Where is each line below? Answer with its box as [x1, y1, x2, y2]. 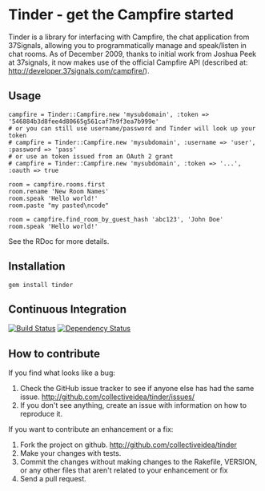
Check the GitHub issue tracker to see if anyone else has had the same [19, 384, 255, 393]
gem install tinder [8, 281, 74, 289]
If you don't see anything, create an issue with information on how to [19, 401, 247, 410]
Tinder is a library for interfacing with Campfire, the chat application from [8, 32, 250, 42]
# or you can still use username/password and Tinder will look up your [8, 124, 256, 133]
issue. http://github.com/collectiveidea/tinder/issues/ [19, 392, 195, 401]
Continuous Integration [8, 302, 126, 316]
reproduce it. [19, 409, 62, 419]
